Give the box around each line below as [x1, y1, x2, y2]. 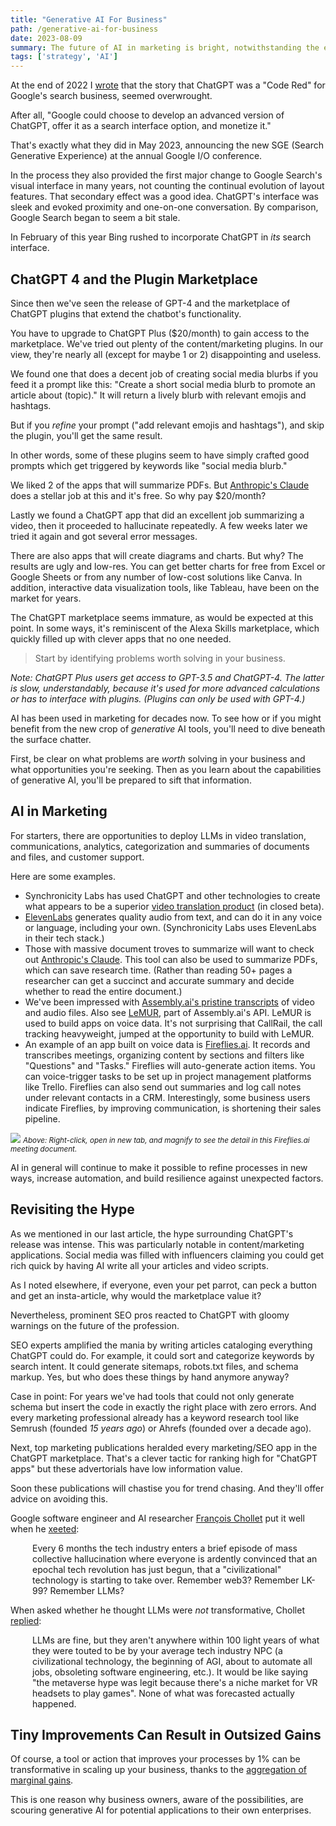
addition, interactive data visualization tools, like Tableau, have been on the [10, 581, 320, 593]
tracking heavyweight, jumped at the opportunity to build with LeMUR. [24, 1027, 315, 1040]
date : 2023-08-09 [10, 33, 83, 43]
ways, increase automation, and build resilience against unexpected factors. [10, 1172, 324, 1184]
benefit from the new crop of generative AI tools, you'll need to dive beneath [10, 722, 326, 735]
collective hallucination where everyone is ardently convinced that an [32, 1552, 318, 1565]
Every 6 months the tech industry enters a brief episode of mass [32, 1542, 298, 1554]
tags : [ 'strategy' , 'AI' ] [10, 52, 118, 62]
